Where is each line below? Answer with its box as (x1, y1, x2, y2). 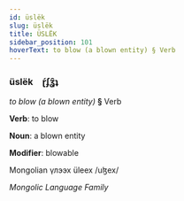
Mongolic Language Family (9, 182, 109, 193)
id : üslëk (9, 12, 46, 22)
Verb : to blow (9, 113, 59, 124)
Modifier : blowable (9, 148, 80, 158)
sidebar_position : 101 (9, 37, 93, 47)
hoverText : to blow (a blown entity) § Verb (9, 46, 176, 55)
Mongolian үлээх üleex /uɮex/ (9, 165, 119, 175)
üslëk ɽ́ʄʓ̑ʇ (9, 76, 59, 89)
